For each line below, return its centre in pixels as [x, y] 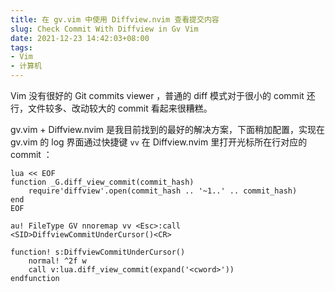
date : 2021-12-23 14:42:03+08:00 [80, 38]
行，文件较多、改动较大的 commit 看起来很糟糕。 [111, 108]
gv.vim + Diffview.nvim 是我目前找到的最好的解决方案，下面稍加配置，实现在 [167, 129]
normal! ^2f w [57, 261]
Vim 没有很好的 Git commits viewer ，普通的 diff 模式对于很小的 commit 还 [163, 95]
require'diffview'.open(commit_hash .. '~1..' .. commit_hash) [163, 191]
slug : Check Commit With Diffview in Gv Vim [104, 29]
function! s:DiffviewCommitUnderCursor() [98, 252]
